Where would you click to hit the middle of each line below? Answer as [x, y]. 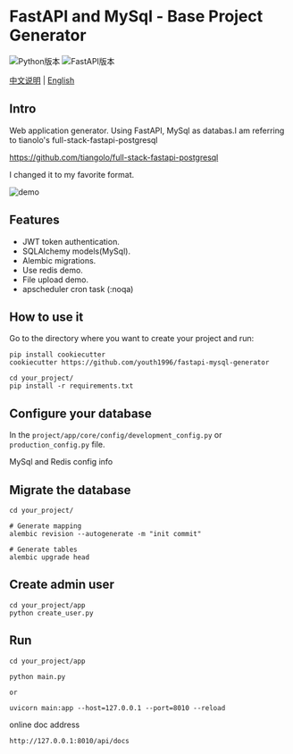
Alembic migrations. [59, 260]
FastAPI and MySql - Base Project [136, 17]
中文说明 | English [42, 80]
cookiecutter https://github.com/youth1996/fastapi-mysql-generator [139, 363]
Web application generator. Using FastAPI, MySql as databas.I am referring [147, 130]
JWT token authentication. [71, 241]
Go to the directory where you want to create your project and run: [132, 339]
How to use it [46, 317]
